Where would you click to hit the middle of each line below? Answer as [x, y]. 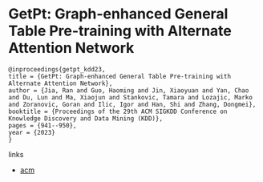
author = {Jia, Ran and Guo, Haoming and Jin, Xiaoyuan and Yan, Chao [129, 90]
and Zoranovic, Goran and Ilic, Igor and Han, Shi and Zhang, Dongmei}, [132, 104]
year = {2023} [32, 132]
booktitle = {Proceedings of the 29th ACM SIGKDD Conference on [118, 111]
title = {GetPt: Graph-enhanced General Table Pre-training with [119, 76]
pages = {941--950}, [43, 125]
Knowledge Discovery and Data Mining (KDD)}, [85, 118]
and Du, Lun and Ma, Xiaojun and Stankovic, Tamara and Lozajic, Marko [130, 97]
